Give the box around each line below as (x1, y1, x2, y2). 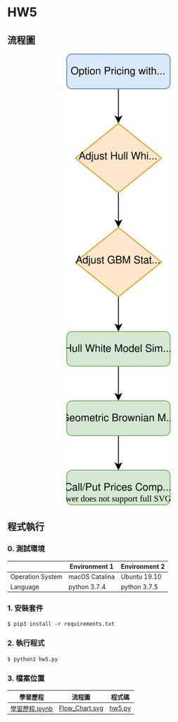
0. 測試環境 (7, 544, 45, 554)
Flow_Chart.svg (58, 704, 104, 713)
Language (10, 582, 40, 591)
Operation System (10, 572, 63, 581)
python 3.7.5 (120, 582, 158, 591)
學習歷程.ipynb (10, 704, 53, 713)
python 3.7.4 (68, 582, 106, 591)
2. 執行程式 (7, 638, 45, 648)
